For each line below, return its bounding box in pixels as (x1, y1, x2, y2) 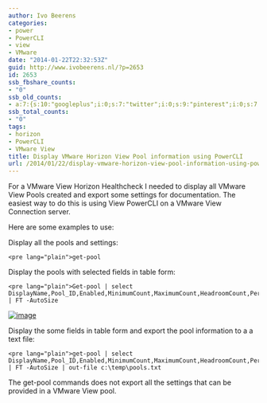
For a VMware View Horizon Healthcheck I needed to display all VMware (8, 182, 246, 191)
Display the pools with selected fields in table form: (8, 268, 176, 277)
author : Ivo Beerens (8, 11, 77, 20)
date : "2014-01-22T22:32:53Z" (8, 57, 109, 65)
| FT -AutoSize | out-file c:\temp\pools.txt (8, 364, 161, 372)
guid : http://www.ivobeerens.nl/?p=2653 (8, 64, 145, 72)
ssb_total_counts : (8, 108, 69, 116)
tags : (8, 123, 26, 131)
